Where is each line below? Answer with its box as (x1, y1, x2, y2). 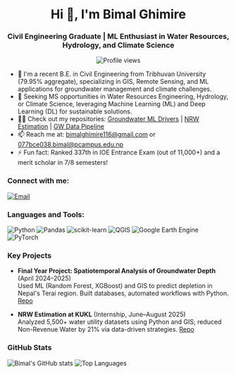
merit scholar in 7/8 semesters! (17, 158, 108, 167)
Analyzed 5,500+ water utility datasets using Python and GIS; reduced (17, 318, 222, 326)
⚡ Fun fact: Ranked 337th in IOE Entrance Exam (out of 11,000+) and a (17, 148, 221, 157)
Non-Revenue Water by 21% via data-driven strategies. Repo (17, 325, 195, 334)
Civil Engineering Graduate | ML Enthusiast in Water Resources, (7, 32, 230, 42)
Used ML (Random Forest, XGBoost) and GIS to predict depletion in (17, 282, 213, 290)
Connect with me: (7, 176, 70, 186)
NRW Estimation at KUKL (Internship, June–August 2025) (17, 310, 186, 319)
